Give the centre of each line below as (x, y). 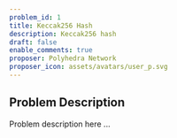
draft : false (33, 42)
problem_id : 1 (35, 17)
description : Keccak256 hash (63, 34)
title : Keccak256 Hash (51, 26)
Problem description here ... (60, 124)
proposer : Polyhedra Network (63, 58)
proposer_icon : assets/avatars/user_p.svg (88, 67)
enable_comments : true (51, 50)
